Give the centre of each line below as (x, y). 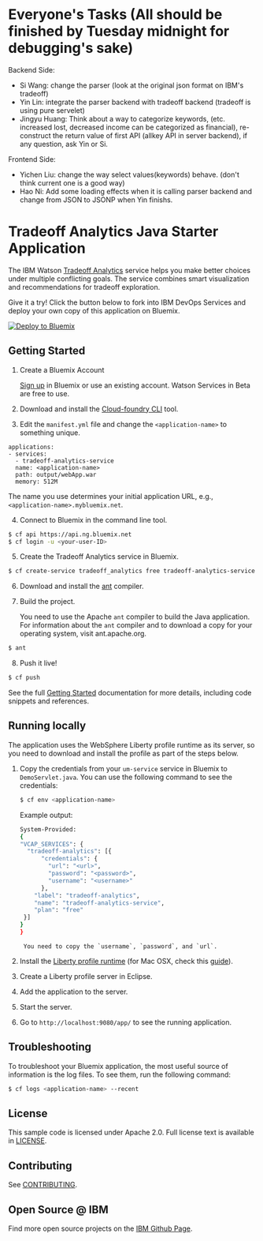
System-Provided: (48, 829)
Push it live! (38, 663)
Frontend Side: (32, 159)
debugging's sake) (71, 48)
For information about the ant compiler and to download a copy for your (136, 625)
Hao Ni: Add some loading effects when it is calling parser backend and (136, 191)
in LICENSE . (28, 1141)
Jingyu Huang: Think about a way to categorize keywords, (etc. (122, 118)
